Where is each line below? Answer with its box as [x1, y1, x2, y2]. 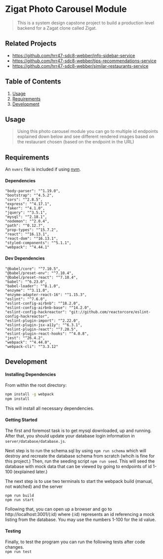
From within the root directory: [5, 382, 67, 388]
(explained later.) [13, 469, 48, 475]
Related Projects [5, 40, 57, 48]
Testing [5, 528, 21, 534]
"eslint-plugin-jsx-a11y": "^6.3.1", [5, 322, 83, 327]
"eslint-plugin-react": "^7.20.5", [5, 327, 78, 332]
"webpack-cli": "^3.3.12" [5, 344, 58, 349]
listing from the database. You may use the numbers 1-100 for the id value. [5, 516, 156, 522]
